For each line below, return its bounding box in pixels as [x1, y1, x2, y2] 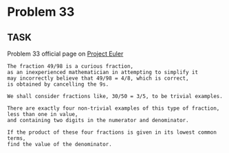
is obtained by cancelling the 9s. [7, 81, 109, 88]
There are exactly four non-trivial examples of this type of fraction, [7, 105, 220, 112]
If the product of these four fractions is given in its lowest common [7, 129, 217, 136]
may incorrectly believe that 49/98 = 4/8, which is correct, [7, 75, 189, 82]
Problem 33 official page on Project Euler [7, 49, 124, 58]
